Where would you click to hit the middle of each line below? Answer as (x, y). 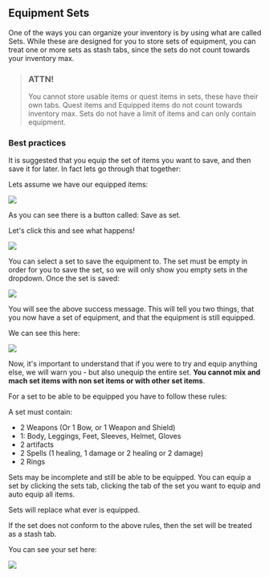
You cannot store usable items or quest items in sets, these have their (143, 96)
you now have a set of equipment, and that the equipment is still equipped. (132, 317)
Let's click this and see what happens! (71, 231)
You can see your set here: (53, 550)
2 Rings (33, 462)
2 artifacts (37, 444)
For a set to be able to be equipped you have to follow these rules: (118, 396)
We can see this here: (44, 334)
